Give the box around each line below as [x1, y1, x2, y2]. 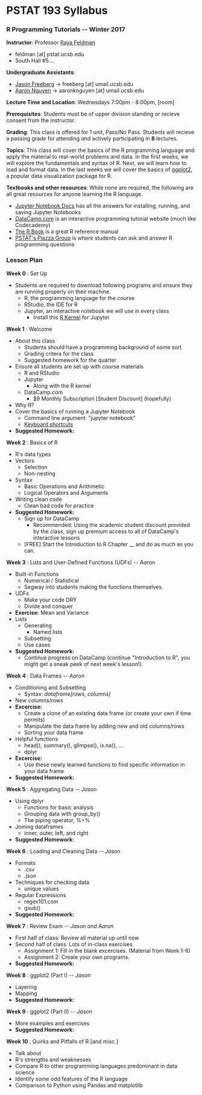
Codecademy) [14, 221, 51, 229]
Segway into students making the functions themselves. [24, 583, 163, 590]
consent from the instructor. [6, 117, 76, 124]
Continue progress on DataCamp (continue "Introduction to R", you [24, 654, 191, 661]
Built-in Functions [14, 570, 59, 578]
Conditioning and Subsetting [14, 684, 86, 691]
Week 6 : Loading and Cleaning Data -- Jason [6, 848, 121, 855]
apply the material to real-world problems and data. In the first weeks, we [6, 153, 189, 160]
